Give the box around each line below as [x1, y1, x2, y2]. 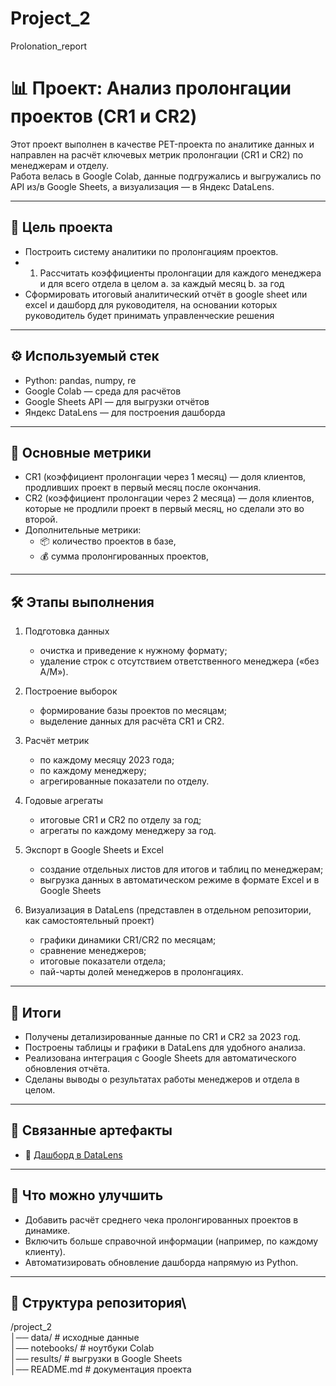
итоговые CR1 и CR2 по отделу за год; [39, 814, 202, 826]
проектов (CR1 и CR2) [10, 105, 198, 128]
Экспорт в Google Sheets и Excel [24, 844, 164, 856]
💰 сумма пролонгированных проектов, [39, 550, 210, 562]
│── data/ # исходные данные [10, 1332, 140, 1344]
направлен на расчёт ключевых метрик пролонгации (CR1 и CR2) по [10, 148, 304, 161]
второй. [24, 513, 58, 526]
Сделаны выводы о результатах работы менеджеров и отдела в [24, 1073, 300, 1085]
